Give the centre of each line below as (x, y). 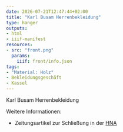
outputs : (17, 28)
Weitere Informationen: (34, 111)
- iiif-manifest (26, 39)
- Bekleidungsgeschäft (34, 78)
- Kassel (17, 83)
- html (14, 34)
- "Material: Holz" (30, 72)
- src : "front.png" (30, 50)
